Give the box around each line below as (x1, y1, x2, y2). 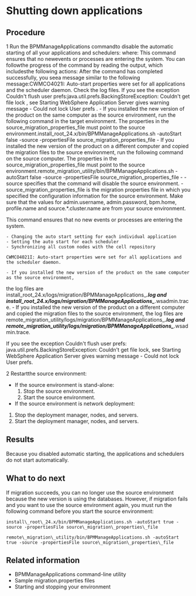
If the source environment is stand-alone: (14, 382, 115, 388)
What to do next (6, 474, 66, 483)
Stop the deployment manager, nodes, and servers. (14, 411, 139, 418)
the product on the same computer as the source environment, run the (6, 111, 176, 118)
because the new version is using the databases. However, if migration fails (6, 495, 188, 502)
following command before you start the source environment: (6, 508, 154, 515)
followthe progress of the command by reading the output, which (6, 62, 163, 69)
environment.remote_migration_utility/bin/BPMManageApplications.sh (6, 168, 174, 174)
